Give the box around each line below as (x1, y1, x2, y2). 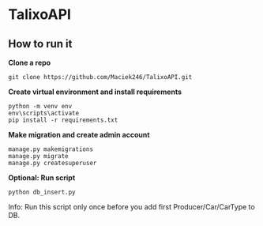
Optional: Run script (8, 173, 76, 183)
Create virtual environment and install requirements (8, 87, 182, 96)
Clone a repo (8, 58, 51, 67)
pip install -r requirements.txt (8, 116, 118, 124)
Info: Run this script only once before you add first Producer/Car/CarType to (8, 202, 255, 211)
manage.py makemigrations (8, 145, 93, 153)
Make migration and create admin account (8, 130, 150, 139)
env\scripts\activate (8, 109, 80, 117)
